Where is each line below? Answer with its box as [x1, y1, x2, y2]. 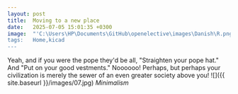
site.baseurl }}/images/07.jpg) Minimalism [7, 78, 129, 87]
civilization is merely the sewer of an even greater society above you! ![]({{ [7, 71, 225, 80]
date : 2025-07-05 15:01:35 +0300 [7, 23, 113, 30]
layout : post [7, 10, 46, 18]
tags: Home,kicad [7, 37, 65, 44]
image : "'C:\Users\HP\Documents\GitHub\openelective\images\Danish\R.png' [7, 30, 236, 37]
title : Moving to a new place [7, 17, 100, 24]
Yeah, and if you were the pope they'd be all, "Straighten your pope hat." [7, 56, 220, 64]
